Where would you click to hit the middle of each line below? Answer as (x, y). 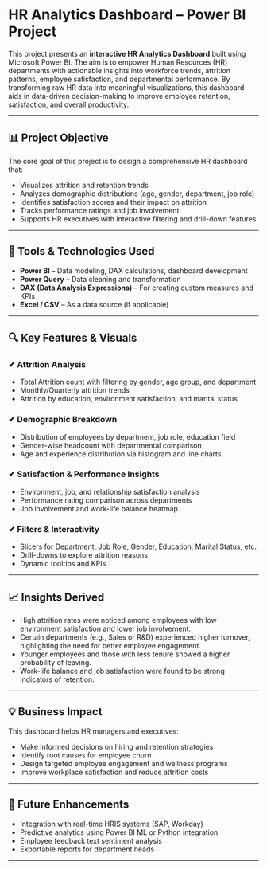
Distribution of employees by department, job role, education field (128, 436)
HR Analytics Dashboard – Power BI (127, 15)
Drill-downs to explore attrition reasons (84, 555)
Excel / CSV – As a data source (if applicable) (94, 304)
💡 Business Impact (55, 712)
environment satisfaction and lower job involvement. (105, 628)
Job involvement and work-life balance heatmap (99, 508)
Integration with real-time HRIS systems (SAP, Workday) (112, 824)
